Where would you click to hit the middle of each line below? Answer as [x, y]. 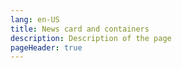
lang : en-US [35, 19]
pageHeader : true [46, 47]
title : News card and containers [80, 29]
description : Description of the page [91, 38]
